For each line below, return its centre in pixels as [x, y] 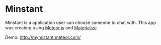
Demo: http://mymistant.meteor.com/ [43, 37]
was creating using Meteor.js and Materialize [51, 27]
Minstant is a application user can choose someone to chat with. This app [80, 22]
